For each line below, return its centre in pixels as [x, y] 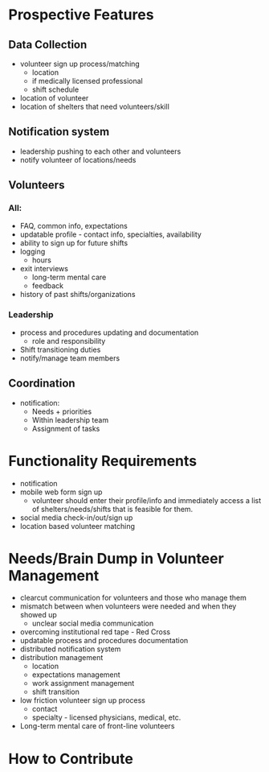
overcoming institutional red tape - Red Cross [95, 632]
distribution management [61, 658]
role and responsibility [69, 341]
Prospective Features [81, 15]
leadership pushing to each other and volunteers [100, 151]
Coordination [42, 384]
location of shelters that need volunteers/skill [95, 107]
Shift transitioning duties [60, 349]
